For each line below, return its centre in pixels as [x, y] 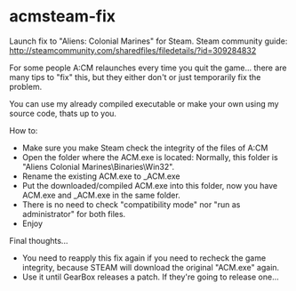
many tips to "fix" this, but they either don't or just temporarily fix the [135, 77]
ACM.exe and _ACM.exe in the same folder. [101, 195]
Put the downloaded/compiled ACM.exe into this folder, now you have [150, 185]
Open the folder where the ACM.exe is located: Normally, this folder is [150, 157]
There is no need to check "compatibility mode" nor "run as [131, 204]
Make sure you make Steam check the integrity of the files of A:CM [145, 148]
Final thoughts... [39, 240]
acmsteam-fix [63, 16]
